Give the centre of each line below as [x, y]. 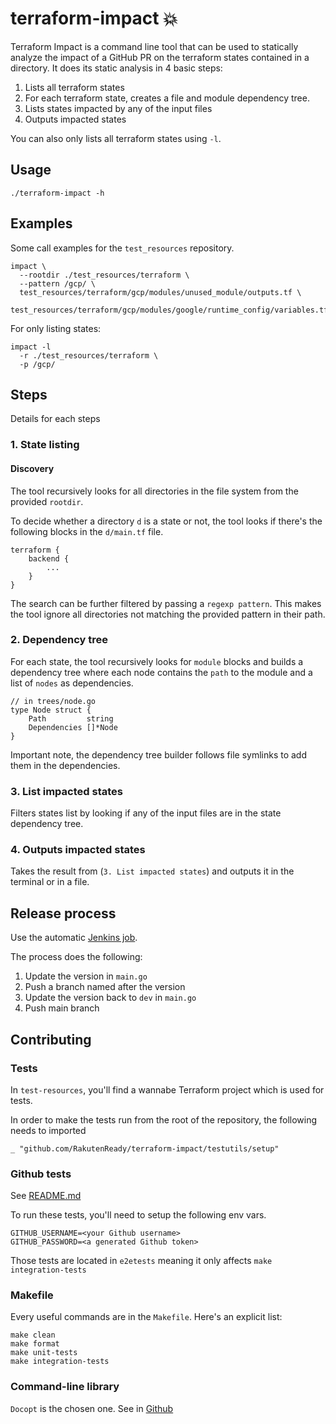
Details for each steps [55, 419]
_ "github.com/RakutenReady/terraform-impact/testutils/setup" [145, 1148]
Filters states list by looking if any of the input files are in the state [146, 813]
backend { [49, 558]
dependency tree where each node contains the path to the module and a [161, 672]
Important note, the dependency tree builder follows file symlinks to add [159, 754]
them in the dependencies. [65, 765]
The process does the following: [76, 957]
